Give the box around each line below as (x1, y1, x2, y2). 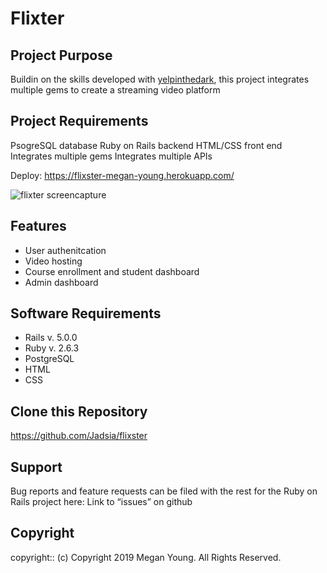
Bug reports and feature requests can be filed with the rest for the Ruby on (10, 485, 318, 497)
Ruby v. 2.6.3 (24, 342, 80, 354)
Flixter (10, 7, 65, 30)
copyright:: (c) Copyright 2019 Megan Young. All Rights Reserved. (10, 551, 282, 563)
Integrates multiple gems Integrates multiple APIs (10, 150, 213, 162)
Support (10, 458, 63, 476)
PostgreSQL (24, 353, 75, 365)
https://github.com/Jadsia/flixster (10, 430, 148, 442)
